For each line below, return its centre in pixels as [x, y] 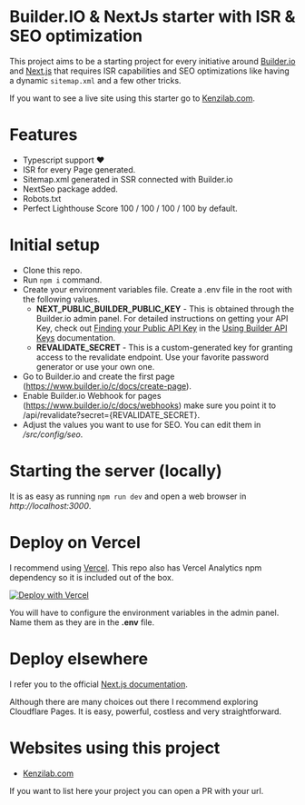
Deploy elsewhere [79, 658]
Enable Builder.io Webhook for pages [92, 395]
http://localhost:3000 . [50, 505]
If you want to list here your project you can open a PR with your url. [137, 790]
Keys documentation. [76, 337]
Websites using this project [115, 748]
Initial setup [54, 245]
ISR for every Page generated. [79, 169]
